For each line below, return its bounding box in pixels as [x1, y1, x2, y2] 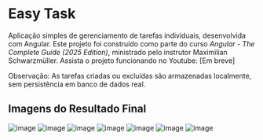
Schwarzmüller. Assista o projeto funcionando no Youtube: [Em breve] [8, 56, 236, 65]
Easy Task [8, 5, 76, 23]
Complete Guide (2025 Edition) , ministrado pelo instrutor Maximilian [8, 47, 228, 57]
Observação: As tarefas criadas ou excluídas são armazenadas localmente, [8, 71, 252, 80]
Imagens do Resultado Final [8, 102, 147, 116]
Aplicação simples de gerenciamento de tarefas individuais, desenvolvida [8, 31, 246, 40]
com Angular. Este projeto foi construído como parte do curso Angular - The [8, 39, 255, 48]
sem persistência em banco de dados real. [8, 79, 146, 89]
